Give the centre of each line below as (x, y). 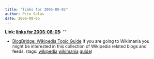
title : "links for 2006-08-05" (37, 9)
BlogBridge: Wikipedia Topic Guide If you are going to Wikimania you (81, 41)
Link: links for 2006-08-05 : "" (36, 32)
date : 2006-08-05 (23, 18)
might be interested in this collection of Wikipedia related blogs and (79, 47)
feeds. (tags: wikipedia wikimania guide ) (52, 51)
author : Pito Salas (25, 14)
